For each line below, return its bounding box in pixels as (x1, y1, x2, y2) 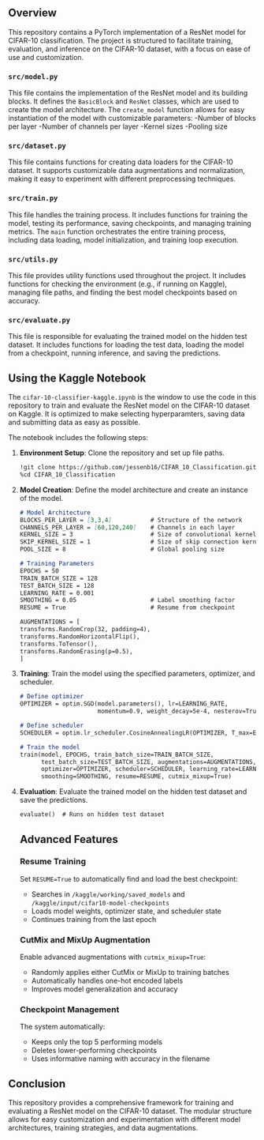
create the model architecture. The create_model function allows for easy (8, 105, 245, 115)
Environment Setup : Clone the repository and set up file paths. (19, 448, 225, 457)
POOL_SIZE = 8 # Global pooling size (19, 545, 225, 554)
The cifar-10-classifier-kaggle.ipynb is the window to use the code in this (8, 393, 257, 402)
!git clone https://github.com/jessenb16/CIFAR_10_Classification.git (19, 464, 257, 472)
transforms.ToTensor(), (19, 640, 99, 648)
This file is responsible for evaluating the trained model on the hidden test (8, 332, 247, 341)
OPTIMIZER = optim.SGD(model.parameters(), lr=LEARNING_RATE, (19, 700, 229, 708)
